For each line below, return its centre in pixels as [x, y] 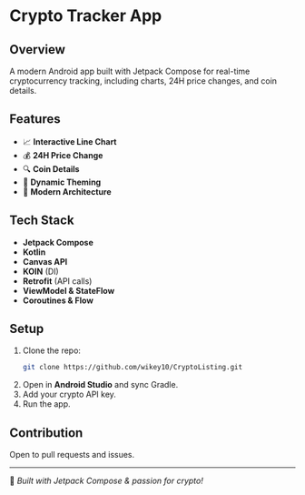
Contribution [46, 433]
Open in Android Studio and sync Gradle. [100, 385]
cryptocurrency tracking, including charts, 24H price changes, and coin [143, 81]
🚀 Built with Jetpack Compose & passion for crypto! [107, 481]
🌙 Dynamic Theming [62, 182]
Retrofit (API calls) [57, 281]
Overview [38, 50]
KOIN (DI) [40, 271]
